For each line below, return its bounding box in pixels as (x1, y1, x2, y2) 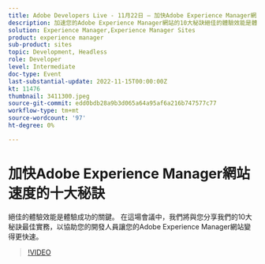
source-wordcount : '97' (8, 114, 87, 122)
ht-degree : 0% (8, 121, 55, 129)
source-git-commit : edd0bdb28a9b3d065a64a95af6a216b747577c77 (8, 99, 217, 107)
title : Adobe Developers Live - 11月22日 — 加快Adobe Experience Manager (8, 11, 251, 20)
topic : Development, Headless (8, 48, 108, 56)
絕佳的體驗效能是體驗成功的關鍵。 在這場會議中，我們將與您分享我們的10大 (8, 212, 252, 221)
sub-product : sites (8, 41, 73, 49)
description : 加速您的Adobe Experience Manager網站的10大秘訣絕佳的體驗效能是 (8, 19, 252, 27)
